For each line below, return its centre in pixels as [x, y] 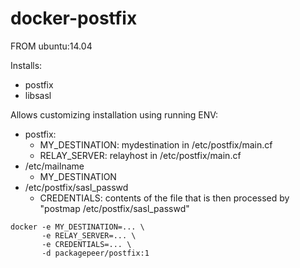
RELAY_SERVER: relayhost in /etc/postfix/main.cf [140, 155]
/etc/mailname [54, 166]
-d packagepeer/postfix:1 [95, 253]
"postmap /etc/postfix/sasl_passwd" [114, 208]
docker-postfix [74, 18]
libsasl [38, 95]
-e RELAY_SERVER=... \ [89, 235]
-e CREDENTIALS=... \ [86, 244]
